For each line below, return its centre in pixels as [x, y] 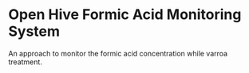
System [34, 31]
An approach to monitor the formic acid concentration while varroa [118, 53]
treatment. [25, 62]
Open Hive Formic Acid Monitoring [125, 15]
